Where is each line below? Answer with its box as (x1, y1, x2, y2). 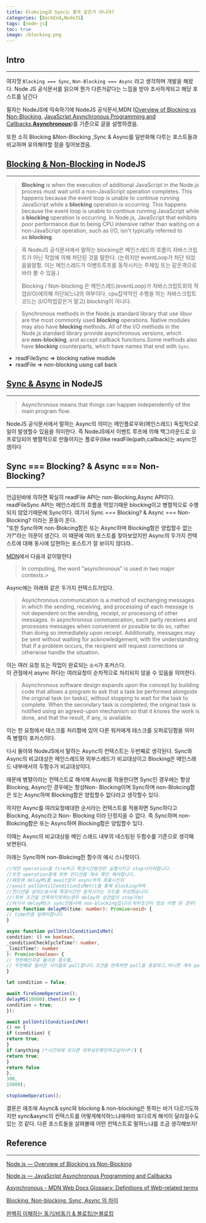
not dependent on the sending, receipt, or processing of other (21, 610, 178, 617)
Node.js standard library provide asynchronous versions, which (21, 329, 182, 337)
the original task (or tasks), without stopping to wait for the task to (21, 694, 188, 702)
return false (6, 1064, 40, 1071)
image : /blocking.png (6, 32, 62, 38)
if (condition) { (6, 1030, 51, 1036)
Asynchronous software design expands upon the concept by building (21, 682, 199, 689)
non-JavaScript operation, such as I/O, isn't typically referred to (21, 227, 183, 234)
